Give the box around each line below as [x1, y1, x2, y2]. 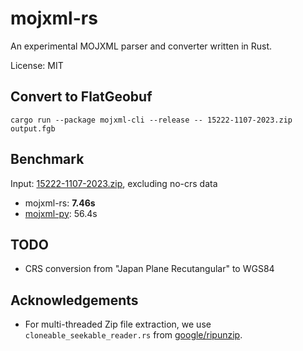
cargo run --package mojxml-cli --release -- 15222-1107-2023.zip [10, 115, 293, 125]
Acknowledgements [10, 292, 139, 309]
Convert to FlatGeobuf [10, 88, 153, 106]
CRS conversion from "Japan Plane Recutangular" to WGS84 [24, 263, 275, 275]
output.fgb [10, 123, 56, 134]
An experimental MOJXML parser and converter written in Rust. [10, 40, 273, 52]
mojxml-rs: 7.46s [24, 197, 96, 209]
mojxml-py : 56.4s [24, 207, 98, 219]
